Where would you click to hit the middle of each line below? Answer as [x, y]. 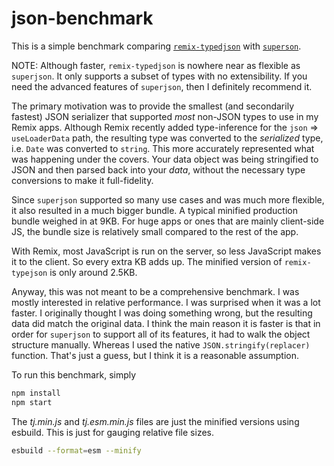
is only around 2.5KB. [93, 272]
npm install [36, 393]
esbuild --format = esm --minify [76, 450]
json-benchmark [82, 18]
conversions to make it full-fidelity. [82, 180]
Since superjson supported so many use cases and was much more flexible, [168, 199]
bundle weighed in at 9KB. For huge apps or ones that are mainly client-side [168, 221]
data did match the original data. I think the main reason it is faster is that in [166, 323]
